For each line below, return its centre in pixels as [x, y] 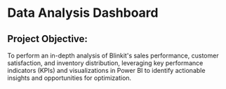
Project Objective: [47, 39]
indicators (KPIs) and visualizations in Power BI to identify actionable [106, 70]
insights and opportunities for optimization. [69, 78]
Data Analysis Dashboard [83, 13]
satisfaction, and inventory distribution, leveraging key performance [105, 63]
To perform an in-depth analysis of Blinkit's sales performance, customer [113, 55]
